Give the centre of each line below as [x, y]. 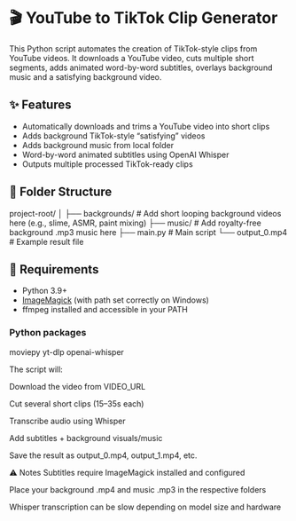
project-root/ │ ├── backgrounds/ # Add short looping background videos [145, 213]
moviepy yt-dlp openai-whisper [66, 351]
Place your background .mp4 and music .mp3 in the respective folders [138, 489]
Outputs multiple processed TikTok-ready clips [107, 164]
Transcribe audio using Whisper [67, 421]
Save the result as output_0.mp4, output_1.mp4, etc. [103, 455]
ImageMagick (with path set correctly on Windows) [116, 300]
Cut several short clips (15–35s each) [77, 403]
